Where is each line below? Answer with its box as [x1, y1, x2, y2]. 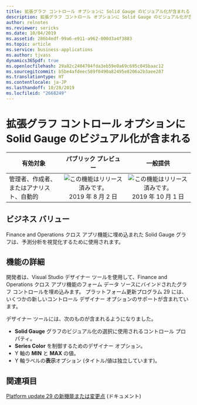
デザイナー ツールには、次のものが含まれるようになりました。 [6, 315, 157, 322]
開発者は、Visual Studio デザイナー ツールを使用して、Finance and [6, 274, 168, 281]
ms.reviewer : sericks [6, 25, 59, 31]
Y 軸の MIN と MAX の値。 [14, 350, 79, 357]
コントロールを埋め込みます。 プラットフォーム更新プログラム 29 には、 [12, 288, 187, 295]
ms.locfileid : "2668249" [6, 90, 67, 96]
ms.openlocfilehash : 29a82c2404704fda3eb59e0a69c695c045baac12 [6, 63, 164, 69]
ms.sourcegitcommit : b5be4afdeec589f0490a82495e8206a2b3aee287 [6, 69, 164, 74]
